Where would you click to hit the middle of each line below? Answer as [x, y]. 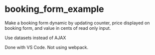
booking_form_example [54, 9]
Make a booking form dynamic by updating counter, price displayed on [77, 23]
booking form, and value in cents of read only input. [58, 28]
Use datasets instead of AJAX [35, 38]
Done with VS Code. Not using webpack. [46, 47]
